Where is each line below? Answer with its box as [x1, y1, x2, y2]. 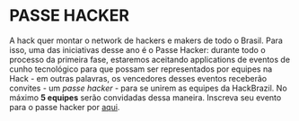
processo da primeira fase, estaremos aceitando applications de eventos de [9, 54, 290, 65]
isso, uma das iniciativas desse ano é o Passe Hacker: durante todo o [9, 44, 267, 55]
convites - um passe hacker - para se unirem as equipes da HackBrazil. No [9, 82, 287, 93]
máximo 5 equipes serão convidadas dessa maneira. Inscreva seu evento [9, 91, 282, 103]
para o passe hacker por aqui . [9, 101, 120, 112]
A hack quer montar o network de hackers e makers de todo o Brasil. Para [9, 35, 283, 46]
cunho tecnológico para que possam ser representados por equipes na [9, 64, 273, 74]
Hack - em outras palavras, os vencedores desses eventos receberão [9, 73, 268, 83]
